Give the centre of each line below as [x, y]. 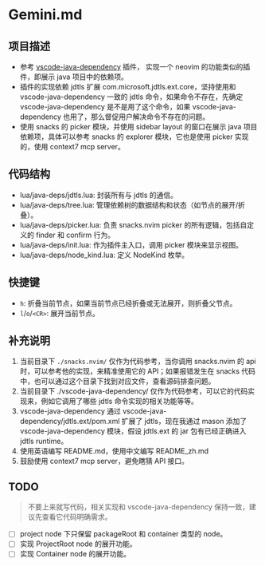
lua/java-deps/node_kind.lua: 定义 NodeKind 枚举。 [104, 255]
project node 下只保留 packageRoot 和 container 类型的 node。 [123, 534]
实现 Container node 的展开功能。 [75, 554]
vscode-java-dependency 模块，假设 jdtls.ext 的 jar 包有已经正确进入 [133, 431]
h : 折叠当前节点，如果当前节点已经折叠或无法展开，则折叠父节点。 [128, 303]
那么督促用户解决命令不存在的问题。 [150, 117]
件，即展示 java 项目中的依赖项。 [74, 77]
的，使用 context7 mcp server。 [72, 146]
